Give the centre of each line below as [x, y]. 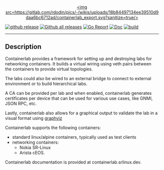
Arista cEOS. [32, 152]
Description [23, 47]
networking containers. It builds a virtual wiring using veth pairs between [78, 64]
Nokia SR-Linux [35, 147]
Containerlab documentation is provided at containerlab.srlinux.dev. [73, 162]
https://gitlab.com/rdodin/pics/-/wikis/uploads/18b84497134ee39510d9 [86, 12]
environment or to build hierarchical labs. [46, 84]
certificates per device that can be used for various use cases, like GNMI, [79, 98]
